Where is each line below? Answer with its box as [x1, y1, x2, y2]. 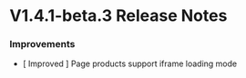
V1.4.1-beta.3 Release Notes [9, 5, 228, 26]
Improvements [9, 38, 76, 51]
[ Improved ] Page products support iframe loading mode [22, 58, 238, 69]
